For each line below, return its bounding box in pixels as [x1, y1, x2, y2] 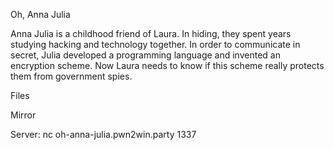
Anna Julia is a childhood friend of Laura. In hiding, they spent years [10, 28, 292, 39]
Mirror [10, 109, 37, 121]
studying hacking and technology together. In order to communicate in [10, 39, 301, 50]
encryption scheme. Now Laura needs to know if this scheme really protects [10, 60, 325, 71]
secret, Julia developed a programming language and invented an [10, 49, 281, 61]
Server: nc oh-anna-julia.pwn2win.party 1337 [10, 129, 197, 140]
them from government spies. [10, 70, 133, 82]
